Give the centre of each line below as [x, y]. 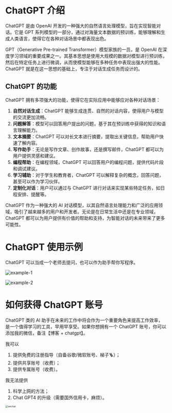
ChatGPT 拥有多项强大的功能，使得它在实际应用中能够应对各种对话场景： [83, 100]
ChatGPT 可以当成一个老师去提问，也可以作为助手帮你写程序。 [72, 262]
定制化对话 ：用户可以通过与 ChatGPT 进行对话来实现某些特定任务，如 [87, 187]
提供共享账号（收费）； [36, 363]
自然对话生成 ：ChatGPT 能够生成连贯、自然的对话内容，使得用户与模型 [88, 110]
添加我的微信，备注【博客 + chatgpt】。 [47, 333]
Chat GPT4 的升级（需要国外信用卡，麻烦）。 [60, 397]
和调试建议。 [26, 168]
